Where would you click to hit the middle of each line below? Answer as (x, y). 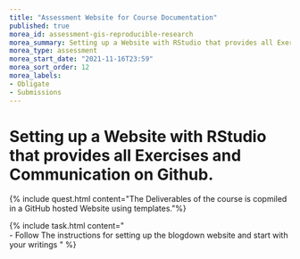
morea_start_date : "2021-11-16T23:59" (81, 59)
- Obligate (29, 84)
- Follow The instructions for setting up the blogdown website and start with (149, 235)
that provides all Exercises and (125, 155)
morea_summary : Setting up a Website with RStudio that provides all (142, 42)
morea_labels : (36, 76)
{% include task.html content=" (67, 226)
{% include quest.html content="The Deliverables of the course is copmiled (148, 199)
